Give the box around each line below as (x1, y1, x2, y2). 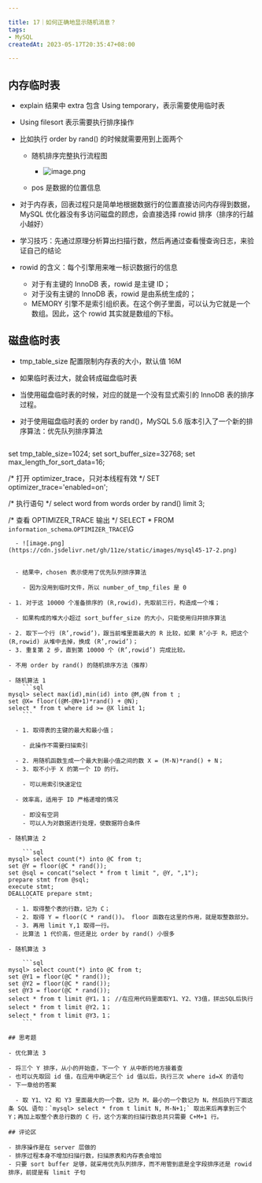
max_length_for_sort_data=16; (8, 457, 105, 467)
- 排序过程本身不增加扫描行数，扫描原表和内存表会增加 (8, 1152, 162, 1159)
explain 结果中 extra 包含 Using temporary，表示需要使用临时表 (19, 101, 226, 110)
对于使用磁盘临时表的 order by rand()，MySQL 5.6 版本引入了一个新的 (19, 416, 246, 426)
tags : (8, 25, 26, 34)
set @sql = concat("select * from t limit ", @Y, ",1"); (8, 869, 199, 877)
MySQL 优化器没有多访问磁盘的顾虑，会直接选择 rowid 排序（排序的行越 (19, 209, 254, 219)
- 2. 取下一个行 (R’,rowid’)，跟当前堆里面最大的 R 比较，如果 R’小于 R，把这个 (8, 629, 249, 638)
